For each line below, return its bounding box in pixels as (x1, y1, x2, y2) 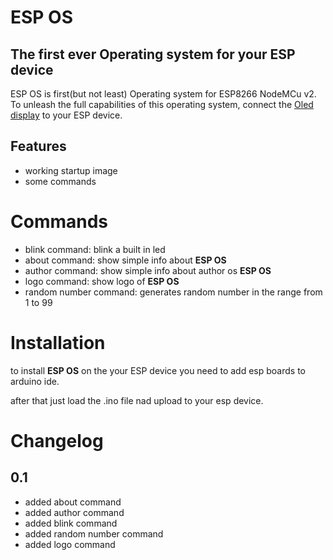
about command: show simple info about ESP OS (24, 254, 227, 266)
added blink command (24, 517, 118, 529)
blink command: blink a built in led (24, 243, 166, 255)
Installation (10, 331, 106, 354)
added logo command (24, 538, 116, 550)
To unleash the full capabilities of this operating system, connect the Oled (10, 99, 314, 110)
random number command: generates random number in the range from (24, 286, 323, 298)
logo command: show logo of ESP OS (24, 275, 180, 287)
